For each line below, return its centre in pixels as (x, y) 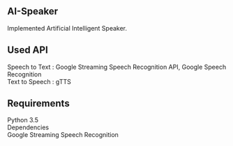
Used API (28, 50)
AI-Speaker (33, 11)
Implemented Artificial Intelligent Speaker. (67, 28)
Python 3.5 (23, 120)
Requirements (38, 104)
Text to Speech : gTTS (39, 81)
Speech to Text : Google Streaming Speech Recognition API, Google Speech (117, 67)
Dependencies (28, 127)
